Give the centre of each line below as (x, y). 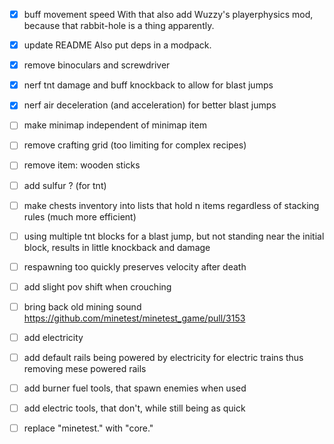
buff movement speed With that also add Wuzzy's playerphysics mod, (168, 14)
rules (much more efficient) (80, 216)
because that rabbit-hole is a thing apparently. (119, 26)
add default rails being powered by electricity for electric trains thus (163, 357)
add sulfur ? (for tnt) (65, 185)
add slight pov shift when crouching (97, 286)
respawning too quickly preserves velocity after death (135, 266)
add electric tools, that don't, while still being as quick (134, 408)
